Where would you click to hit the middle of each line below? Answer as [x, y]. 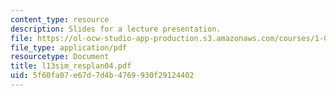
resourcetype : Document [60, 57]
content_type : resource [60, 19]
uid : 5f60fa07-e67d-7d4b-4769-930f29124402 [102, 76]
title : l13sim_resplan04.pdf [71, 66]
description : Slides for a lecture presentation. [116, 29]
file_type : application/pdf [69, 47]
